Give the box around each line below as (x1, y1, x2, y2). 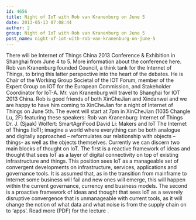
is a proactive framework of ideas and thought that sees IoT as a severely (6, 188, 183, 195)
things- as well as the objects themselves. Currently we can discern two (6, 139, 180, 146)
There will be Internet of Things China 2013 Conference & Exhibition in (6, 52, 176, 59)
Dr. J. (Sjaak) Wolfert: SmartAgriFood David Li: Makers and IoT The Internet (6, 121, 187, 127)
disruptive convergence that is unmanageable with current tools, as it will (6, 195, 183, 202)
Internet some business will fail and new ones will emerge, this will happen (6, 176, 186, 183)
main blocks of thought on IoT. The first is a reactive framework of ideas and (6, 145, 191, 152)
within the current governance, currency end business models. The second (6, 183, 188, 189)
